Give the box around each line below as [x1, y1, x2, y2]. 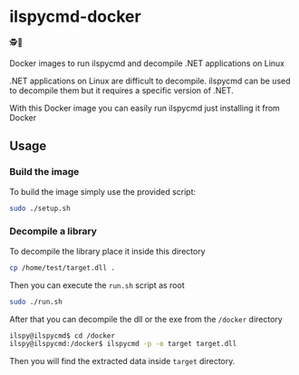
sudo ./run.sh [9, 297, 63, 306]
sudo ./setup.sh [9, 204, 71, 213]
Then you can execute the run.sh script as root [9, 279, 185, 291]
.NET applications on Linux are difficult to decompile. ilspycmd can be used [9, 75, 292, 86]
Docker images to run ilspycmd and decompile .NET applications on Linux [9, 57, 285, 69]
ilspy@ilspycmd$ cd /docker [9, 331, 116, 341]
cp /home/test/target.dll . [9, 263, 116, 273]
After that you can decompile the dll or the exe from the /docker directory [9, 313, 283, 324]
